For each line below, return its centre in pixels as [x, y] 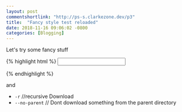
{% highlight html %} [31, 61]
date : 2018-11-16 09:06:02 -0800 [47, 28]
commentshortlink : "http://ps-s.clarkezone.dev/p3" [70, 17]
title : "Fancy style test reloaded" [52, 22]
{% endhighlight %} [30, 74]
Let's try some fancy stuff [37, 50]
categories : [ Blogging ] [35, 33]
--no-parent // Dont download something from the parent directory [95, 103]
